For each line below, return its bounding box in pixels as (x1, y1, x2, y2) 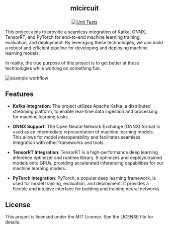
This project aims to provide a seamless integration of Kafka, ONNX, (5, 29, 147, 35)
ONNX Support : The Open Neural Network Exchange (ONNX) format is (12, 123, 160, 130)
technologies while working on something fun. (5, 65, 101, 71)
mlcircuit (70, 4, 99, 13)
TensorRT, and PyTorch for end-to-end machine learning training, (5, 34, 141, 40)
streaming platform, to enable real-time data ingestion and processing (12, 108, 157, 115)
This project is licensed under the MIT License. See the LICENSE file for (5, 213, 154, 219)
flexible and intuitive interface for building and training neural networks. (12, 186, 161, 192)
